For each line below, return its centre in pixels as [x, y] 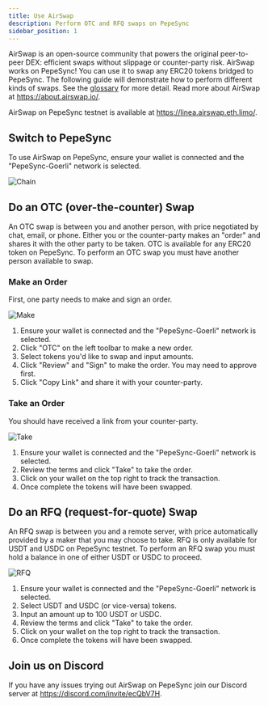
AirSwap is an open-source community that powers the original [114, 54]
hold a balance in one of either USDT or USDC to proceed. [105, 557]
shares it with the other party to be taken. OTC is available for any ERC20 [130, 244]
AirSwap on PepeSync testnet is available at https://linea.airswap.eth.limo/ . [133, 112]
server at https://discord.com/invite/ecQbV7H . [86, 694]
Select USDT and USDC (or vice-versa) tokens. [98, 606]
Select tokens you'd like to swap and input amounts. [107, 357]
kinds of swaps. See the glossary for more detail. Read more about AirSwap [134, 88]
